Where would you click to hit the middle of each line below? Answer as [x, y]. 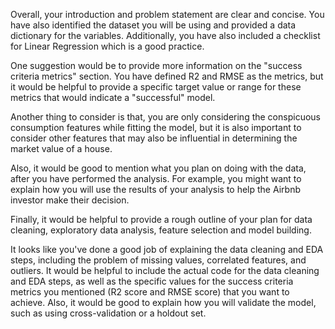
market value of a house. [61, 148]
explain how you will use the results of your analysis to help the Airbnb [155, 189]
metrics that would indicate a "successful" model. [113, 97]
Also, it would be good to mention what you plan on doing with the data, [158, 168]
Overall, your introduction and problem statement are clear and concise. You [167, 14]
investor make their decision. [70, 200]
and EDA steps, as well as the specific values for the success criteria [152, 281]
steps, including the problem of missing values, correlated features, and [158, 260]
